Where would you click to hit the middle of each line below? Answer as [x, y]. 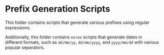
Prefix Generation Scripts [58, 9]
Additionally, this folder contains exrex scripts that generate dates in [74, 37]
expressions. [18, 27]
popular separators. [25, 47]
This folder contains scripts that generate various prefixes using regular [77, 22]
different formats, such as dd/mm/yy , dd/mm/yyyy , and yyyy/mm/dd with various [82, 42]
